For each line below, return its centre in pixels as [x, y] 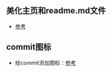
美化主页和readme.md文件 [56, 11]
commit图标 [29, 47]
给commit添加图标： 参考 [45, 62]
